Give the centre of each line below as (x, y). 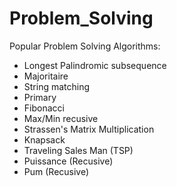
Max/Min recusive (61, 118)
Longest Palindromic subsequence (95, 65)
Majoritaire (46, 76)
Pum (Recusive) (56, 171)
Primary (40, 97)
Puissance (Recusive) (68, 161)
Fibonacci (44, 108)
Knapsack (44, 139)
